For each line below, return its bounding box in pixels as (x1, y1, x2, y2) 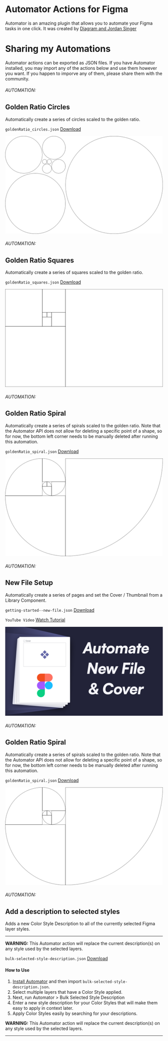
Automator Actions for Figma (5, 4, 128, 15)
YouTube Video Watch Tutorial (5, 617, 65, 623)
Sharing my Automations (5, 43, 111, 55)
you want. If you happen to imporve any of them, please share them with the (5, 70, 162, 76)
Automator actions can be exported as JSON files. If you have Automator (5, 59, 155, 66)
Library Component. (5, 597, 46, 603)
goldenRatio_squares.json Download (5, 279, 81, 285)
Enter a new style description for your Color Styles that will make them (12, 999, 158, 1006)
